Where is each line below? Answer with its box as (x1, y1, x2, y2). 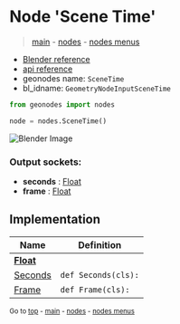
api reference (22, 63, 73, 74)
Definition (78, 238, 122, 251)
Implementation (9, 212, 101, 227)
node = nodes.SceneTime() (9, 116, 107, 126)
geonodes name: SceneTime (22, 72, 125, 83)
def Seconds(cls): (60, 270, 140, 280)
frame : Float (22, 186, 71, 196)
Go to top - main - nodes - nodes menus (9, 306, 136, 316)
